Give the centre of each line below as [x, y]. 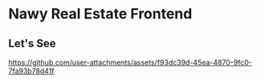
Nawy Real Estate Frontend [100, 14]
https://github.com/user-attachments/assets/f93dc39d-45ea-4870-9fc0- [130, 62]
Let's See [32, 43]
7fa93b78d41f [31, 71]
